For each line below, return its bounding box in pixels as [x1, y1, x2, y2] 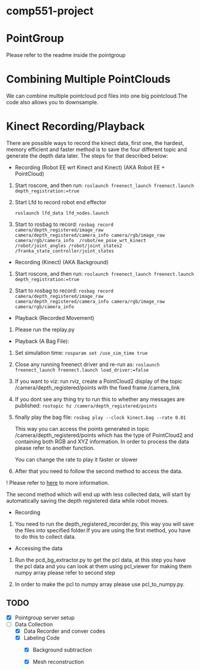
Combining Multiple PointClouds [6, 73, 171, 86]
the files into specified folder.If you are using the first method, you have [14, 527, 191, 534]
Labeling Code [23, 634, 60, 641]
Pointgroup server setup [14, 614, 75, 621]
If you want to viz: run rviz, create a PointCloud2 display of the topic [14, 378, 183, 385]
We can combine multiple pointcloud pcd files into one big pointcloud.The [6, 92, 188, 99]
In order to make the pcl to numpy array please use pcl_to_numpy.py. [14, 581, 185, 588]
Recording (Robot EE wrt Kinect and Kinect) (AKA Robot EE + [14, 164, 165, 171]
